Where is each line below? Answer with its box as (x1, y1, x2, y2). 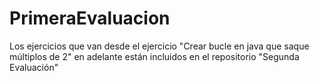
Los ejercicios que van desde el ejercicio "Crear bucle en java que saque (9, 40, 310, 52)
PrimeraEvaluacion (9, 7, 171, 30)
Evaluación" (9, 61, 59, 73)
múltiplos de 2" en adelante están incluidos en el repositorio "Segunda (9, 50, 300, 62)
